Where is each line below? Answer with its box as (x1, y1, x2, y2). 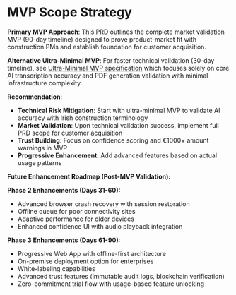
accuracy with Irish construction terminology (17, 114, 148, 122)
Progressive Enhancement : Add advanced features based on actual (17, 151, 218, 159)
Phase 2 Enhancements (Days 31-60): (7, 186, 121, 194)
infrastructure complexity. (7, 78, 83, 87)
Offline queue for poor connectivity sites (17, 207, 136, 215)
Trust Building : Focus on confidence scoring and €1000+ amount (17, 136, 209, 145)
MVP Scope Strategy (7, 4, 132, 20)
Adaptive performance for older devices (17, 215, 134, 223)
